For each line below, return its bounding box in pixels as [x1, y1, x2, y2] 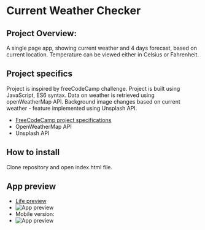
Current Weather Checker [6, 4, 141, 18]
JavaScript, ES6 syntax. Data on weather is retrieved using [6, 91, 155, 99]
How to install [6, 147, 60, 158]
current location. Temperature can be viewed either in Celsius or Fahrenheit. [6, 51, 199, 58]
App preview [6, 182, 56, 192]
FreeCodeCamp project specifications [15, 116, 112, 123]
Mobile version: [15, 210, 55, 218]
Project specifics [6, 69, 72, 79]
